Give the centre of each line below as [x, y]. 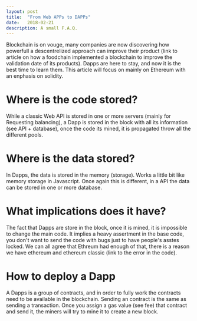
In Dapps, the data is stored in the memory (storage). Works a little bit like [96, 175]
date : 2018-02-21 [30, 22]
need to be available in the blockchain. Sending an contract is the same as [96, 299]
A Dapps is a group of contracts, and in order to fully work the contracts [93, 293]
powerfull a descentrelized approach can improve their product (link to [92, 51]
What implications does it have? [86, 211]
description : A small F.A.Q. [42, 28]
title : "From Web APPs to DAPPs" [49, 17]
